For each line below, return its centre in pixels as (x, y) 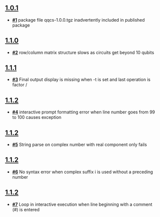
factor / (20, 85)
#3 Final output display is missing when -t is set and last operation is (81, 80)
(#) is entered (26, 209)
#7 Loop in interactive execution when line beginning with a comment (82, 204)
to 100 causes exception (37, 117)
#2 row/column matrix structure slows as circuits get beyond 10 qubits (83, 52)
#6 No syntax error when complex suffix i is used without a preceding (82, 172)
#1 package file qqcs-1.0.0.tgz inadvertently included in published (79, 20)
